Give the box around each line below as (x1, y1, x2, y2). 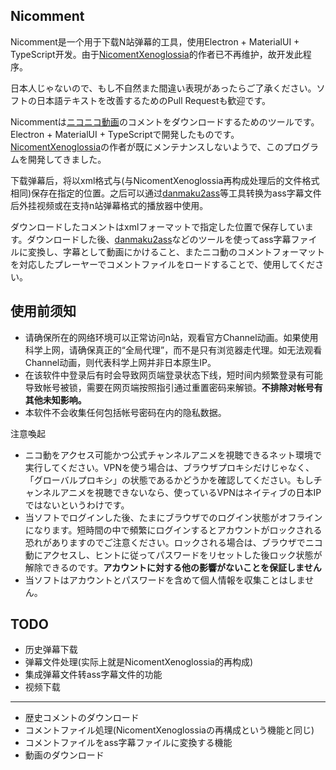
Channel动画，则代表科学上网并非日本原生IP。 (24, 356, 217, 368)
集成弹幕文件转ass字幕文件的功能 (24, 669, 163, 681)
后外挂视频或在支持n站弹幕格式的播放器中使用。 (10, 199, 209, 211)
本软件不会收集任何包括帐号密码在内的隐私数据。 (24, 406, 227, 418)
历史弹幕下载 (24, 644, 78, 656)
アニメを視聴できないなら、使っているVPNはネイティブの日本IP (59, 486, 322, 498)
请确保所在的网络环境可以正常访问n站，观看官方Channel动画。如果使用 (24, 331, 319, 343)
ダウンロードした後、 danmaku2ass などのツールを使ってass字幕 (26, 233, 292, 245)
